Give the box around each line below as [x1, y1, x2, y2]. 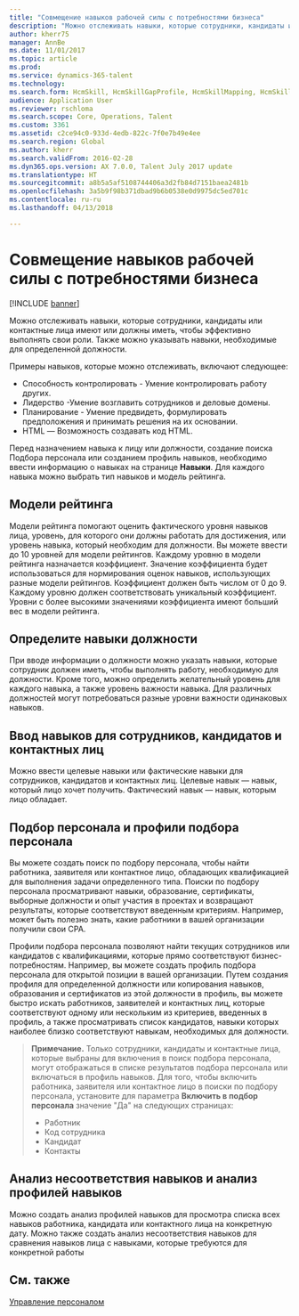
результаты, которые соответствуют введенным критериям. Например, [9, 905, 284, 915]
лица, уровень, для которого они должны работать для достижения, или [9, 530, 287, 540]
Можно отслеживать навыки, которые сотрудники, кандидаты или [9, 315, 263, 326]
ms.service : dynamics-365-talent [9, 71, 133, 80]
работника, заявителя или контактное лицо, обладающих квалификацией [9, 866, 289, 877]
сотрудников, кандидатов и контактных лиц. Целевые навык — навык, [9, 776, 278, 786]
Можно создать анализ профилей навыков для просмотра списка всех [9, 1208, 280, 1220]
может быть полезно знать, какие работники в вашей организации [9, 914, 264, 924]
